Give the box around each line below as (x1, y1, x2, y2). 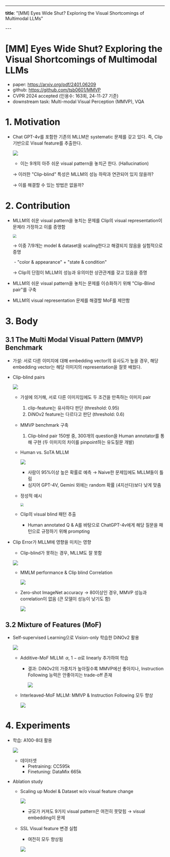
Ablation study (12, 778, 43, 784)
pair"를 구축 (12, 286, 37, 292)
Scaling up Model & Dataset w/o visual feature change (20, 789, 134, 794)
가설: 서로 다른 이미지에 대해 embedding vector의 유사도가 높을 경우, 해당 (12, 357, 158, 363)
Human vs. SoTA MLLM (20, 449, 69, 455)
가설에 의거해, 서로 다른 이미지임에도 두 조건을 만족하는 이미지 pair (20, 394, 151, 400)
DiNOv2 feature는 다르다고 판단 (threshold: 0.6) (27, 411, 125, 417)
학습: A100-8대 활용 (12, 737, 52, 743)
